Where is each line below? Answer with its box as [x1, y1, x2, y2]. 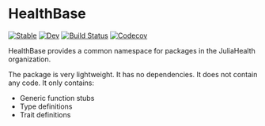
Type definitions [19, 102, 73, 111]
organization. [8, 54, 51, 64]
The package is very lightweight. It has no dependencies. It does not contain [8, 69, 258, 79]
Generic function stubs [19, 93, 95, 102]
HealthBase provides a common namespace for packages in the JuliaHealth [8, 46, 256, 55]
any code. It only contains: [8, 78, 95, 87]
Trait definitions [19, 109, 71, 119]
